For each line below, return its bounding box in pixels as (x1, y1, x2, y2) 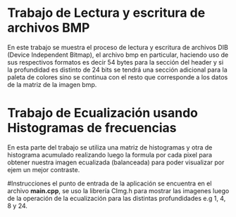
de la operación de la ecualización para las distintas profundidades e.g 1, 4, (7, 194, 226, 202)
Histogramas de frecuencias (7, 120, 177, 136)
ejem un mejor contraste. (7, 165, 80, 173)
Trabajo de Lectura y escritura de (7, 5, 206, 21)
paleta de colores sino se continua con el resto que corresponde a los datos (7, 72, 228, 81)
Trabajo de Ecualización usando (7, 105, 199, 121)
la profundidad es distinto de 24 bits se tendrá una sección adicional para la (7, 65, 228, 74)
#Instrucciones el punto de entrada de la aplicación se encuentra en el (7, 179, 212, 188)
